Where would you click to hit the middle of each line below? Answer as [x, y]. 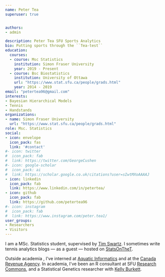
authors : [14, 28]
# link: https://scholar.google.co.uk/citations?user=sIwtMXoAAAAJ [77, 174]
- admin [13, 32]
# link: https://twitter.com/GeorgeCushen [51, 161]
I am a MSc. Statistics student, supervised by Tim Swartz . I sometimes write [82, 244]
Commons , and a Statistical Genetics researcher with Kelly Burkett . [74, 269]
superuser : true [22, 14]
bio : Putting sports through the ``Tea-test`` [54, 46]
